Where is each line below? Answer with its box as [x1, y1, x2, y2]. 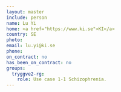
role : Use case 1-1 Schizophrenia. [17, 76, 107, 82]
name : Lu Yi [6, 20, 36, 26]
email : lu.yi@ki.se [6, 43, 56, 49]
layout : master [6, 8, 45, 15]
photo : [6, 37, 23, 43]
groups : [6, 65, 26, 71]
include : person [6, 15, 47, 21]
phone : [6, 48, 23, 54]
